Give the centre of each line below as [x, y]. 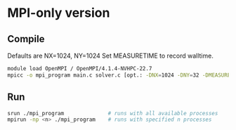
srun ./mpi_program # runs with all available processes [113, 113]
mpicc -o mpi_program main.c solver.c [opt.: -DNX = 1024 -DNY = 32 [103, 75]
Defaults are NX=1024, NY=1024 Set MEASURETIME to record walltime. [111, 56]
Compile [26, 39]
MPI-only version [59, 13]
